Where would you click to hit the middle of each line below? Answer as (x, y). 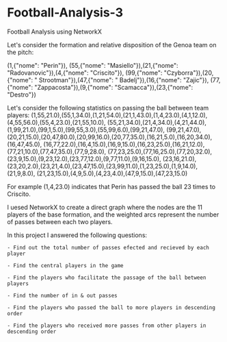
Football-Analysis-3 (65, 13)
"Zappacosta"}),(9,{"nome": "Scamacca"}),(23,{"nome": (113, 87)
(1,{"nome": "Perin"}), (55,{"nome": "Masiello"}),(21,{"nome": (93, 65)
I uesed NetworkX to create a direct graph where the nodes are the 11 (105, 207)
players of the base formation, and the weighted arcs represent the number (113, 215)
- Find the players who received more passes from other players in (107, 326)
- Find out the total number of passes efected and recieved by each (108, 247)
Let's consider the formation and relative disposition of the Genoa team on (112, 45)
